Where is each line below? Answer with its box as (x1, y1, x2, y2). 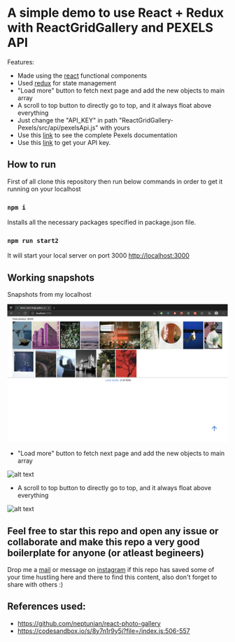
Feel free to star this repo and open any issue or (7, 525, 219, 537)
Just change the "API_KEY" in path (17, 116, 117, 124)
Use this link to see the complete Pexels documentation (17, 131, 178, 139)
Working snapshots (7, 272, 94, 284)
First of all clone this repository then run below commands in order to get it (7, 177, 223, 186)
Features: (7, 57, 35, 66)
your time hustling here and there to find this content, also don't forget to (7, 573, 218, 581)
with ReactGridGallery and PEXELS (7, 20, 213, 36)
